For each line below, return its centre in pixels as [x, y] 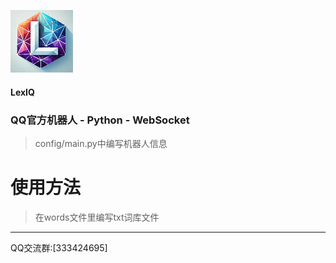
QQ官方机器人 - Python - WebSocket [100, 120]
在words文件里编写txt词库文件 [97, 217]
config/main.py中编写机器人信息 [101, 143]
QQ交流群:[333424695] [59, 247]
